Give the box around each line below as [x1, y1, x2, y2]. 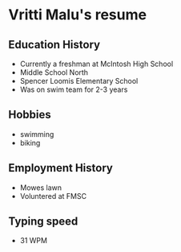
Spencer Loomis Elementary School [19, 76, 139, 85]
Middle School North [19, 68, 89, 77]
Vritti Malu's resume [8, 6, 147, 24]
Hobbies [8, 108, 52, 122]
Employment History [8, 161, 114, 175]
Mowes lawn [19, 183, 62, 192]
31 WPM [19, 236, 48, 246]
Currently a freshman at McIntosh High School [19, 59, 174, 68]
